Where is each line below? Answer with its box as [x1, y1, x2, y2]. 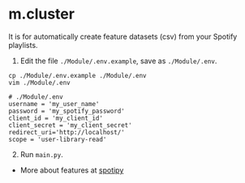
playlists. [8, 40, 38, 49]
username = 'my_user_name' [8, 100, 100, 108]
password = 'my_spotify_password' [8, 107, 126, 115]
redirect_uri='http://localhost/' [8, 128, 126, 136]
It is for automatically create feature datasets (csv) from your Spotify [8, 32, 238, 41]
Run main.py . [19, 149, 63, 159]
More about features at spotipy [19, 165, 124, 175]
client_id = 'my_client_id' [8, 114, 104, 122]
